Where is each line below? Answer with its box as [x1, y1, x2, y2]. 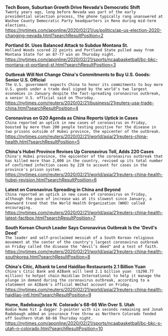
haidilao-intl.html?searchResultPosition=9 [5, 292, 92, 298]
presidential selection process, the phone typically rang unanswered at [5, 14, 163, 19]
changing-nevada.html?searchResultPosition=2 [5, 33, 104, 38]
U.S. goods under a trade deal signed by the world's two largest [5, 87, 147, 92]
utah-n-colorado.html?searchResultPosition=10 [5, 325, 103, 331]
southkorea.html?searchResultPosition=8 [5, 254, 91, 260]
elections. [5, 23, 28, 28]
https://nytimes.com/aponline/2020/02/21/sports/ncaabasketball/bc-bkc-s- [5, 320, 162, 326]
